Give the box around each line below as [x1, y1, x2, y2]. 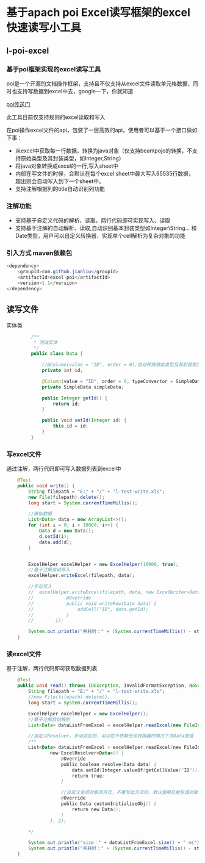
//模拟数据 [28, 510, 52, 517]
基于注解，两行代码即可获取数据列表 [6, 665, 98, 672]
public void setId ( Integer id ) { [41, 417, 127, 424]
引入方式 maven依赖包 [6, 249, 72, 257]
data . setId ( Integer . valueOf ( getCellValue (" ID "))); [71, 767, 203, 773]
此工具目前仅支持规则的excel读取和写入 [6, 113, 106, 121]
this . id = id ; [52, 423, 88, 429]
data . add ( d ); [38, 539, 72, 545]
